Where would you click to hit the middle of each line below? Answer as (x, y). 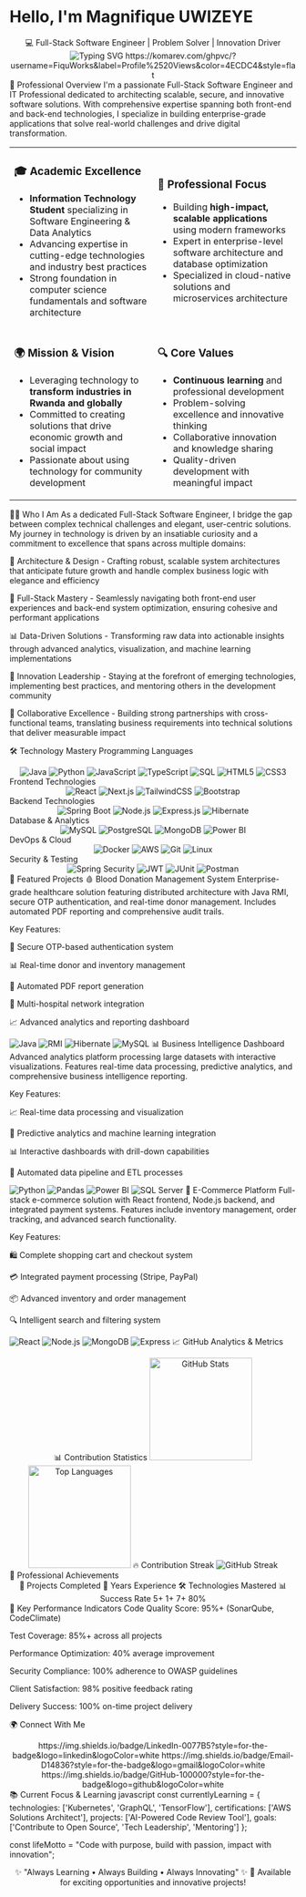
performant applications (55, 617)
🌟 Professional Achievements (64, 1575)
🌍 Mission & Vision (64, 354)
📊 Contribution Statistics (101, 1457)
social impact (58, 448)
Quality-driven (204, 459)
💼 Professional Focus (212, 184)
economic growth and (76, 437)
